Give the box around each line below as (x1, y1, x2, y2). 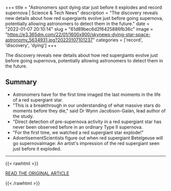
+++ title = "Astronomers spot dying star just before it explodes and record (5, 5, 162, 10)
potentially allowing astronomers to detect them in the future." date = (5, 20, 150, 27)
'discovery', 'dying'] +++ (5, 42, 57, 48)
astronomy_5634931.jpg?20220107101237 (5, 37, 93, 43)
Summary (5, 78, 37, 86)
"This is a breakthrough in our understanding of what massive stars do (12, 102, 161, 108)
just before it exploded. (12, 146, 62, 152)
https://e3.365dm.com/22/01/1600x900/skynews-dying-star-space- (7, 32, 151, 37)
